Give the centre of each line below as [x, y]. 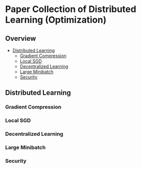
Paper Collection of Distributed [71, 9]
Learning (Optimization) [56, 20]
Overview [21, 38]
